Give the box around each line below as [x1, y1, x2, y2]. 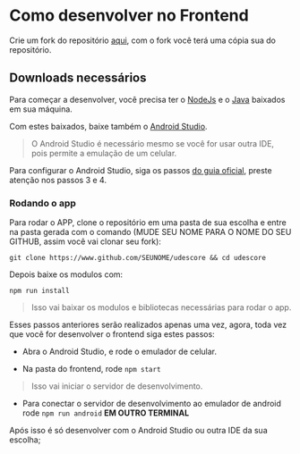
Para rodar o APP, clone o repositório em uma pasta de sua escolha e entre [9, 217, 287, 228]
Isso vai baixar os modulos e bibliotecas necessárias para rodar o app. [30, 302, 292, 313]
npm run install [9, 287, 70, 296]
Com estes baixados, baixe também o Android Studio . [9, 121, 208, 131]
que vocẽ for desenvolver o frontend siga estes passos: [9, 329, 215, 340]
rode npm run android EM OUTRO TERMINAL [21, 408, 190, 418]
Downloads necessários [9, 71, 147, 86]
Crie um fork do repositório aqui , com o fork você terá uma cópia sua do [9, 35, 276, 46]
